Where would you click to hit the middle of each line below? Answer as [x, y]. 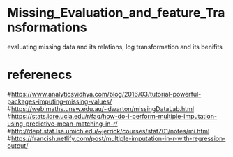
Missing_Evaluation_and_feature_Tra [116, 13]
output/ [18, 146]
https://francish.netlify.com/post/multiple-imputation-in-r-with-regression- [118, 138]
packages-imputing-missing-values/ [60, 101]
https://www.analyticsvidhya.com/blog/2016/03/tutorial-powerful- [106, 94]
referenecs [40, 75]
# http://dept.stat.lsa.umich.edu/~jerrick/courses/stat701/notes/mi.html [108, 131]
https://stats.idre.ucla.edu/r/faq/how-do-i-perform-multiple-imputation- [114, 116]
